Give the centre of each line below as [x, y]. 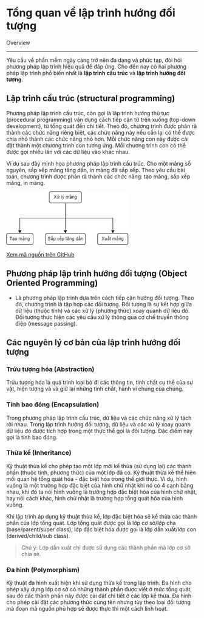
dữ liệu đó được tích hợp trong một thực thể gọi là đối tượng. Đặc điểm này [100, 431]
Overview [18, 42]
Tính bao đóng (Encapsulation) [53, 405]
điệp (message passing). [46, 323]
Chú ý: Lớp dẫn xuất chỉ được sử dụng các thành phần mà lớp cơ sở [106, 547]
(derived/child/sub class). [38, 536]
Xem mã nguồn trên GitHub [40, 254]
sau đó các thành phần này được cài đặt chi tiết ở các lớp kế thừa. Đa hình [99, 596]
